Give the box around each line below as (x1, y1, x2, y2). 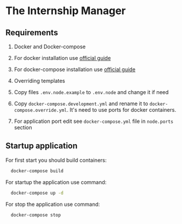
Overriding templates (14, 78, 65, 84)
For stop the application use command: (5, 200, 100, 208)
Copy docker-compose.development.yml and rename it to (14, 100, 149, 107)
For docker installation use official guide (14, 55, 111, 61)
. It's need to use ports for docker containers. (66, 106, 177, 113)
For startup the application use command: (5, 178, 107, 186)
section (14, 124, 32, 131)
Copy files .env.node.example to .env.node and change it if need (14, 89, 169, 95)
